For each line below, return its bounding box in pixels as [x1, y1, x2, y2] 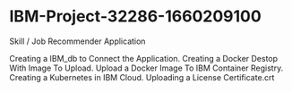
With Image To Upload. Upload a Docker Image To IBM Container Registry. [9, 63, 284, 73]
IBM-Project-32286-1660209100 [9, 6, 262, 27]
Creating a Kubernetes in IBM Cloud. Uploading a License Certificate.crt [9, 71, 275, 82]
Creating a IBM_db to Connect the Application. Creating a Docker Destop [9, 53, 279, 63]
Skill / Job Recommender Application [9, 36, 146, 46]
